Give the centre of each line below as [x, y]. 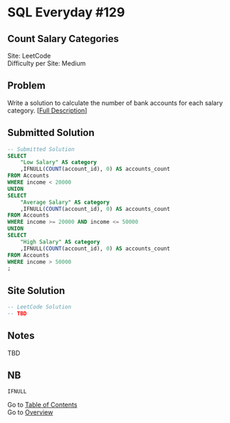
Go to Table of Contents [42, 405]
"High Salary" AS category [60, 242]
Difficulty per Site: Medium [47, 63]
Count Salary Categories [63, 39]
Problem [27, 86]
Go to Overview [30, 412]
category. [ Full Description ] [47, 110]
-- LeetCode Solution [40, 307]
